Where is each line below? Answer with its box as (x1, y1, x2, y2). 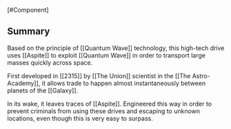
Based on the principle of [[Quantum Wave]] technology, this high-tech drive (7, 44, 225, 52)
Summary (7, 25, 50, 37)
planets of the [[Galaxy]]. (7, 86, 79, 95)
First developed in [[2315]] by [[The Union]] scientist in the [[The (7, 71, 191, 80)
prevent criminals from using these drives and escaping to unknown (7, 106, 201, 115)
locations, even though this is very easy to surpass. (7, 114, 153, 122)
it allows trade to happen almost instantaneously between (41, 79, 206, 87)
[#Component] (7, 6, 50, 14)
